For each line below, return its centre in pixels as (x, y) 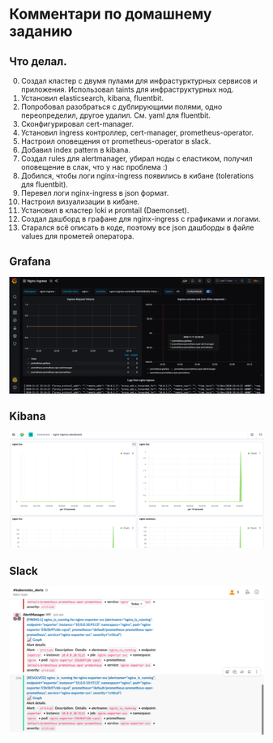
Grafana (30, 262)
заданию (41, 31)
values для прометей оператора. (77, 236)
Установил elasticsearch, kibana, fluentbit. (92, 98)
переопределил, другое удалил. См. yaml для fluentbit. (116, 115)
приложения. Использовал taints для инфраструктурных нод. (127, 89)
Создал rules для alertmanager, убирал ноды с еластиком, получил (137, 158)
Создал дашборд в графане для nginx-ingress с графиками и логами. (141, 219)
